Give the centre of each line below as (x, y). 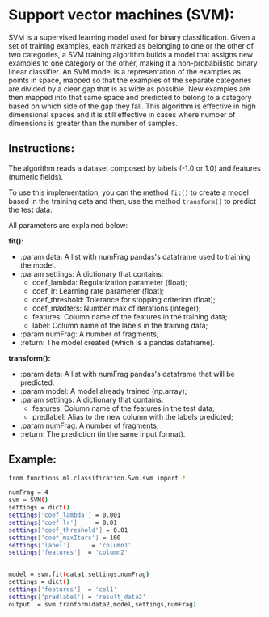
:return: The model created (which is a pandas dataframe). (118, 342)
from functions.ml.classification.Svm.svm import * (97, 478)
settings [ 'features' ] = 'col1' (63, 590)
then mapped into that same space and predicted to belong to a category (130, 97)
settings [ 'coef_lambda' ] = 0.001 (65, 515)
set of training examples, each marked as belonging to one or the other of (131, 45)
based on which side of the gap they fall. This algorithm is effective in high (132, 106)
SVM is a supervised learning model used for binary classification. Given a (132, 37)
